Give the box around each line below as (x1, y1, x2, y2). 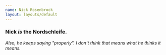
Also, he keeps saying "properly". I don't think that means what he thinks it (5, 39, 161, 45)
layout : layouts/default (5, 12, 58, 17)
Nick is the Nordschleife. (5, 28, 67, 35)
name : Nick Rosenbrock (5, 7, 53, 12)
